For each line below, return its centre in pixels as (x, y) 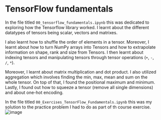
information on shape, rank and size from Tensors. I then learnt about (74, 52)
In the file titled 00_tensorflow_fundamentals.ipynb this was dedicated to (77, 22)
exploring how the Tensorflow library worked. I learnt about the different (77, 27)
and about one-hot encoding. (34, 92)
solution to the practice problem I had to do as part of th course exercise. (78, 107)
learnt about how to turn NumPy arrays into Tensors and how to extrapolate (80, 47)
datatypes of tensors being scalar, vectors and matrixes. (61, 32)
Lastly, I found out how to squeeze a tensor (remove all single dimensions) (79, 87)
